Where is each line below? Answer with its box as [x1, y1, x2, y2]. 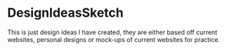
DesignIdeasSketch [7, 5, 124, 21]
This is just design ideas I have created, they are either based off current [7, 28, 218, 36]
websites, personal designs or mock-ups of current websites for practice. [7, 35, 220, 43]
